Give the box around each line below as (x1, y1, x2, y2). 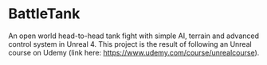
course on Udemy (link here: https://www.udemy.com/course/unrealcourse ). (8, 48, 260, 57)
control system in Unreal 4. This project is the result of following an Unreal (8, 39, 253, 48)
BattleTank (8, 5, 80, 23)
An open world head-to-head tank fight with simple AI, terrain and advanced (8, 31, 260, 40)
